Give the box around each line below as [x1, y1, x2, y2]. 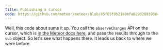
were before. [5, 40, 31, 46]
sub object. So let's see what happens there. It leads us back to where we [5, 35, 152, 41]
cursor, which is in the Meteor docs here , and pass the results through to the [5, 30, 158, 36]
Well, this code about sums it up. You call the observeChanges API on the [5, 25, 148, 31]
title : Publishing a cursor [5, 7, 62, 12]
